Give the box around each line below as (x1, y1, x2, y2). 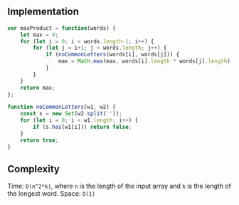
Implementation (7, 6, 80, 18)
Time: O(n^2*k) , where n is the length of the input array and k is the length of (7, 182, 231, 191)
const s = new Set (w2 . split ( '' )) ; (20, 110, 122, 117)
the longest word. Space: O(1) (7, 189, 96, 198)
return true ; (20, 137, 59, 144)
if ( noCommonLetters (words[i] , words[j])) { (45, 51, 180, 58)
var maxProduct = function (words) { (7, 24, 116, 31)
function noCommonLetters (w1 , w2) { (7, 103, 116, 111)
